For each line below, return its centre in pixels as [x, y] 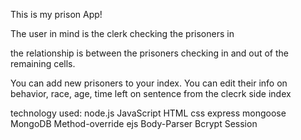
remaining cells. [43, 63]
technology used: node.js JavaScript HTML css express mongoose [148, 113]
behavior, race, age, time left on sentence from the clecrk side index [151, 93]
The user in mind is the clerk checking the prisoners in [122, 33]
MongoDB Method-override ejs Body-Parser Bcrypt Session [134, 123]
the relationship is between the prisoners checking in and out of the [150, 53]
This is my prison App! [56, 14]
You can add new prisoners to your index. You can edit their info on [149, 83]
